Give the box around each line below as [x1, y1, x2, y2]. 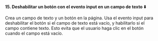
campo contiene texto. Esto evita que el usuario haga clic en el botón [5, 26, 144, 31]
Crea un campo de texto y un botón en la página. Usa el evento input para [5, 15, 154, 21]
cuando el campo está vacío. [5, 30, 63, 36]
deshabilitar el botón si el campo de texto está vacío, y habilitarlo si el [5, 20, 145, 26]
